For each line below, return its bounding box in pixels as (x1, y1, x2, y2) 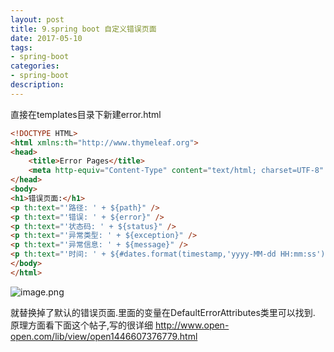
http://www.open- (154, 319, 230, 331)
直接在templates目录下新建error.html (10, 108, 162, 120)
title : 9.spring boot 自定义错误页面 (10, 24, 157, 34)
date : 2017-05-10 (10, 33, 83, 43)
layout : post (10, 14, 65, 25)
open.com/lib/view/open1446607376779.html (10, 330, 198, 342)
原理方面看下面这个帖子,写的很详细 (10, 319, 154, 331)
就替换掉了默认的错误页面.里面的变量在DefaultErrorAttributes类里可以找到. (10, 306, 316, 318)
